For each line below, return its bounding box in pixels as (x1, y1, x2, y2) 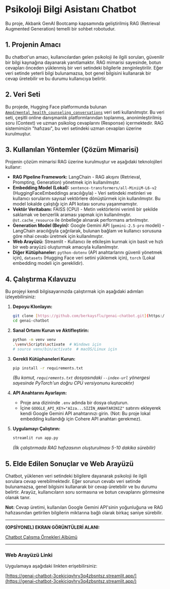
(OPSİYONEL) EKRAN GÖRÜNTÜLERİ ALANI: (5, 524, 100, 531)
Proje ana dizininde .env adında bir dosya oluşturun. (20, 400, 129, 406)
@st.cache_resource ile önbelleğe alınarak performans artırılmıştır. (12, 217, 149, 223)
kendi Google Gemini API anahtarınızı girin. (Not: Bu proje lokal (20, 410, 151, 417)
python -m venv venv (12, 337, 56, 342)
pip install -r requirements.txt (12, 365, 83, 371)
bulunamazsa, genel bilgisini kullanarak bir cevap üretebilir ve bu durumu (5, 483, 158, 490)
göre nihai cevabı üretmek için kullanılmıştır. (12, 233, 104, 239)
